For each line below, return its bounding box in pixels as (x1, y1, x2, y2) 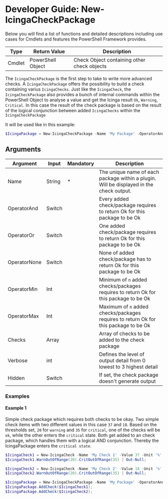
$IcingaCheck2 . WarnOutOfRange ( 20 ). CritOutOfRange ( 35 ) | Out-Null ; (5, 471, 146, 476)
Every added (99, 195, 129, 202)
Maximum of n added (99, 303, 148, 310)
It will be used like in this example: (5, 121, 76, 127)
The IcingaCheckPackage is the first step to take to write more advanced (5, 75, 152, 81)
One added (99, 222, 125, 229)
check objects (73, 63, 107, 70)
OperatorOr (7, 231, 35, 238)
